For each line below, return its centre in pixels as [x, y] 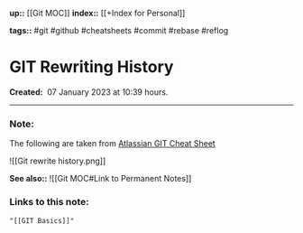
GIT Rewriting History [92, 67]
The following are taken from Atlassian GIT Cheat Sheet [113, 144]
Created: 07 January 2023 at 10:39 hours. [89, 92]
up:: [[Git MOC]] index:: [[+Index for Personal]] [97, 13]
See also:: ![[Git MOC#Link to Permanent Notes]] [101, 179]
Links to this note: [50, 202]
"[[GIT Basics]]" [42, 220]
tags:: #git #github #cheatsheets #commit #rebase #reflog [119, 30]
